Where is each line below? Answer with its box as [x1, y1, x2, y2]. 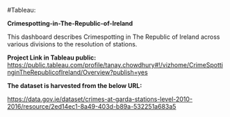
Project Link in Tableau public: [7, 53, 97, 62]
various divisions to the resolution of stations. [7, 40, 138, 48]
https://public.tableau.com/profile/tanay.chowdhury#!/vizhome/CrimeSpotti [7, 61, 224, 69]
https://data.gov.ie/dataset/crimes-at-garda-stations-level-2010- [7, 95, 193, 103]
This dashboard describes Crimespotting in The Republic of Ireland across [7, 33, 220, 41]
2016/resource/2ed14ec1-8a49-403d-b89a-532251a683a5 [7, 102, 176, 110]
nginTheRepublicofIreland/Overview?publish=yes [7, 69, 148, 76]
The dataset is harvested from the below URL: [7, 82, 142, 89]
